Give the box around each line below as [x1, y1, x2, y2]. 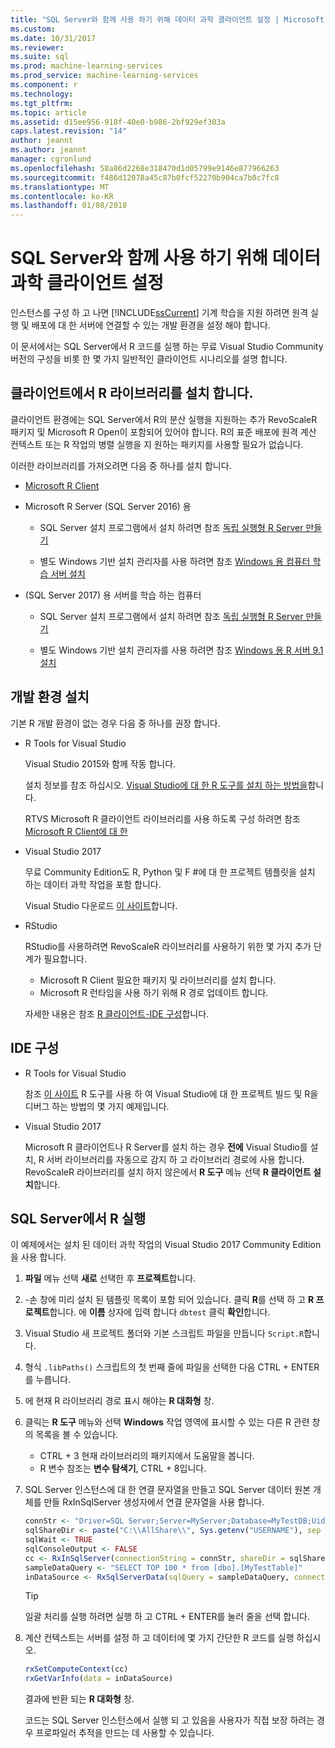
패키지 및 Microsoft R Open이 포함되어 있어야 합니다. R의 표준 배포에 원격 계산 [10, 426, 317, 438]
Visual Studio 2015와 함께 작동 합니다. [24, 757, 177, 770]
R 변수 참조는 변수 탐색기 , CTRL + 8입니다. [39, 1462, 207, 1475]
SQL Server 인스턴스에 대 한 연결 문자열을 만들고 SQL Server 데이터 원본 [24, 1484, 312, 1496]
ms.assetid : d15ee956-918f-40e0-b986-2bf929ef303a [10, 117, 226, 127]
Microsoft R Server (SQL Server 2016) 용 [24, 500, 192, 512]
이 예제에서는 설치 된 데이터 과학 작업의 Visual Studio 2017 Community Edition [10, 1239, 322, 1251]
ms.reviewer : [10, 42, 65, 53]
